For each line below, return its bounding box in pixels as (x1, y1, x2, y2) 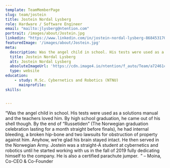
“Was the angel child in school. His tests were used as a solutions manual (5, 109, 158, 116)
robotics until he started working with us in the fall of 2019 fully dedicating (5, 147, 160, 153)
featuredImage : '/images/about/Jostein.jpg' (5, 40, 101, 45)
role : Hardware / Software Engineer (5, 21, 82, 27)
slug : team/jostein (5, 12, 47, 17)
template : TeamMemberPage (5, 7, 60, 13)
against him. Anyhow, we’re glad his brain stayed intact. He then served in (5, 137, 159, 143)
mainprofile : (18, 82, 47, 87)
